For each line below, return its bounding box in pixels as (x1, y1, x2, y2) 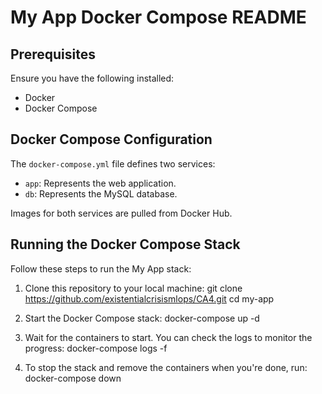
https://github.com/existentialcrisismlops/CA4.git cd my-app (24, 292, 275, 305)
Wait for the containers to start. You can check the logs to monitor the (24, 331, 313, 343)
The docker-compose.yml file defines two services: (10, 157, 216, 170)
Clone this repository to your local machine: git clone (24, 282, 243, 294)
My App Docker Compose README (10, 6, 307, 29)
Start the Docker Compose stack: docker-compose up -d (24, 312, 260, 324)
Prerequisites (10, 46, 96, 63)
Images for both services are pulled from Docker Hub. (10, 207, 233, 219)
